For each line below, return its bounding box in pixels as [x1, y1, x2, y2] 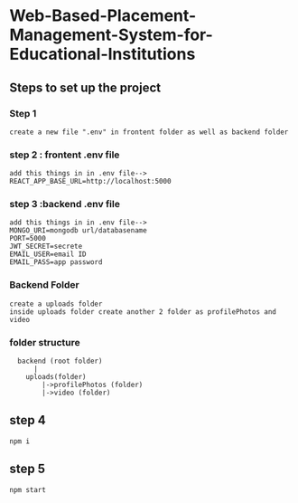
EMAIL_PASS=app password [9, 258, 103, 267]
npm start [9, 485, 47, 494]
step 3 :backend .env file [9, 198, 120, 211]
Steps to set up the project [9, 80, 161, 95]
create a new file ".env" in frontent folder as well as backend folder [9, 128, 289, 137]
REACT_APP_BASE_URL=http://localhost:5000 [9, 177, 172, 186]
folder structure [9, 336, 81, 348]
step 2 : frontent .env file [9, 148, 120, 161]
